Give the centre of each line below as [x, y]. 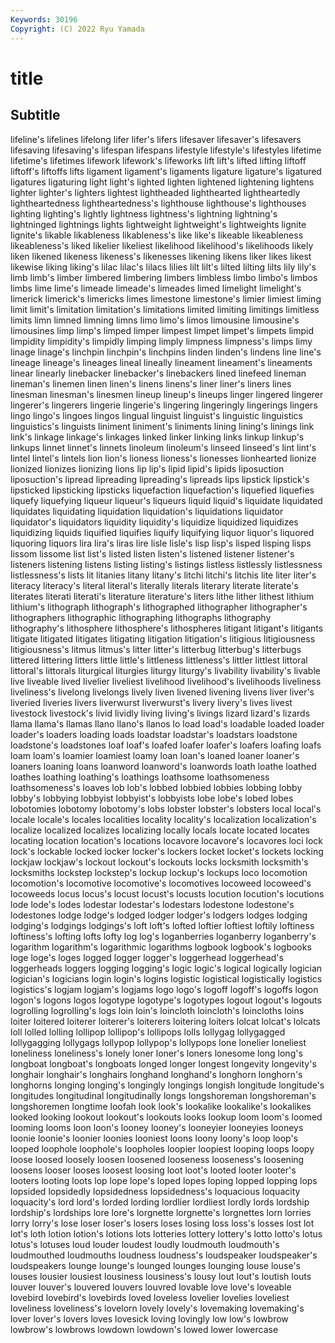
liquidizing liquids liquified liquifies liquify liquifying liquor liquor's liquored [162, 532]
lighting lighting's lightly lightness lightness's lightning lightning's [144, 213]
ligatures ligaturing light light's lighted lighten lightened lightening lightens [162, 182]
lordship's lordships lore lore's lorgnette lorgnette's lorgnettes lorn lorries [161, 1212]
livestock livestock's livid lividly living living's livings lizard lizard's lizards [160, 713]
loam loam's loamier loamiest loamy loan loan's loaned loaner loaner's [155, 755]
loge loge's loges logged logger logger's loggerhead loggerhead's [147, 957]
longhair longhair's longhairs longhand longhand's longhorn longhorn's [156, 1074]
